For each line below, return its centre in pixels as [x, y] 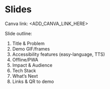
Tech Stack [24, 71]
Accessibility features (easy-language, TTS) [59, 54]
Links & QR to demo [33, 81]
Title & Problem [28, 43]
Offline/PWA [25, 59]
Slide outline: [18, 33]
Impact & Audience [32, 65]
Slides [18, 9]
